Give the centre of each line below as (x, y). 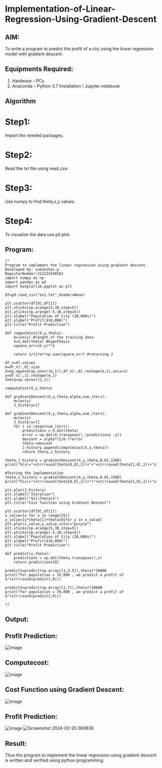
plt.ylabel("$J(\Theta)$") (32, 498)
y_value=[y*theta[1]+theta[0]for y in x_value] (54, 520)
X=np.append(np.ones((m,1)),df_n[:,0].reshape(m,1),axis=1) (67, 371)
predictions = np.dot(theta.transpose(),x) (58, 558)
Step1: (18, 122)
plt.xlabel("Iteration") (30, 494)
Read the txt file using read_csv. (37, 169)
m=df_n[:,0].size (22, 367)
